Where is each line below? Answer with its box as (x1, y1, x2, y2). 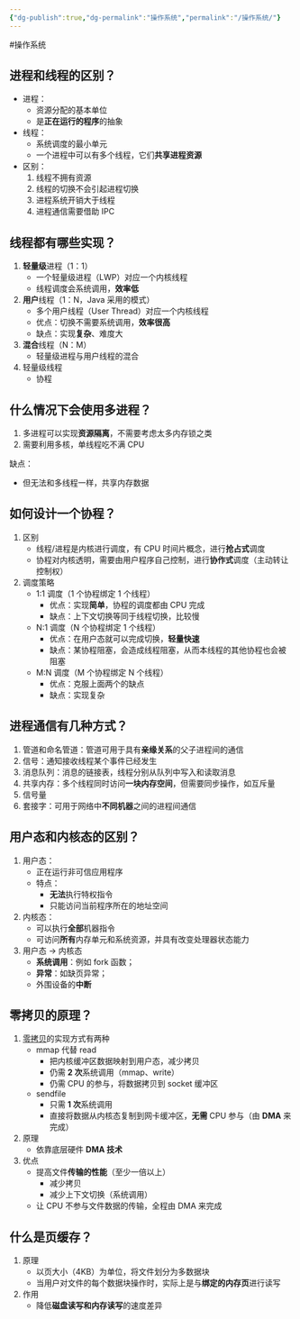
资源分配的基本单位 (35, 105, 108, 115)
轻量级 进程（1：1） (22, 260, 93, 271)
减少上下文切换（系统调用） (49, 1189, 153, 1200)
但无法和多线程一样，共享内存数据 (22, 478, 150, 488)
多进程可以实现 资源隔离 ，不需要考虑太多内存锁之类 (22, 428, 213, 439)
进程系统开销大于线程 (35, 195, 115, 205)
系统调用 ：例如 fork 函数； (35, 956, 135, 967)
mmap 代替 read (35, 1044, 97, 1055)
